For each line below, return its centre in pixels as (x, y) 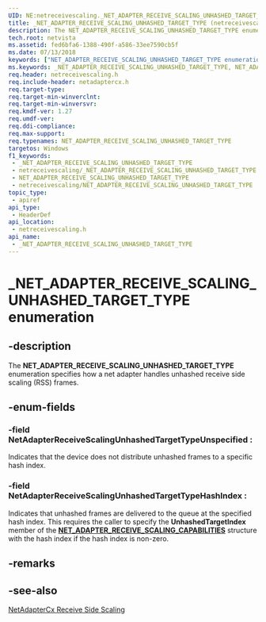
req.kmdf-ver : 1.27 (40, 112)
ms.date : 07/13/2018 (42, 52)
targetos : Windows (38, 148)
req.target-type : (37, 89)
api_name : (25, 237)
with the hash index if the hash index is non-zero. (89, 538)
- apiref (26, 200)
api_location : (32, 222)
